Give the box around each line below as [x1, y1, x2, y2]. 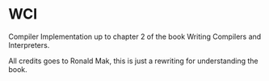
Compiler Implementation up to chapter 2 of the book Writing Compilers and [8, 32, 262, 41]
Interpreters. [8, 40, 50, 49]
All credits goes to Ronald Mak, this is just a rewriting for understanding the [8, 56, 258, 66]
